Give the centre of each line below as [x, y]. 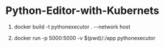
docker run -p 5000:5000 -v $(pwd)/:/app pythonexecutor [85, 38]
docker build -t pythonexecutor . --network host [72, 27]
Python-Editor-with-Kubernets [82, 11]
